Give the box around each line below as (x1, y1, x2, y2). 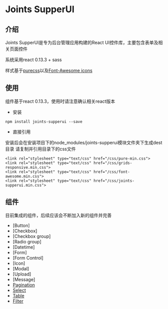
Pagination (12, 282, 35, 288)
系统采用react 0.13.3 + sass (5, 57, 62, 63)
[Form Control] (12, 255, 44, 261)
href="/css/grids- (93, 160, 133, 166)
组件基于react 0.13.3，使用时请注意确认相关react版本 (5, 98, 115, 104)
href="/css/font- (93, 169, 130, 174)
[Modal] (12, 265, 29, 271)
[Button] (12, 222, 30, 228)
